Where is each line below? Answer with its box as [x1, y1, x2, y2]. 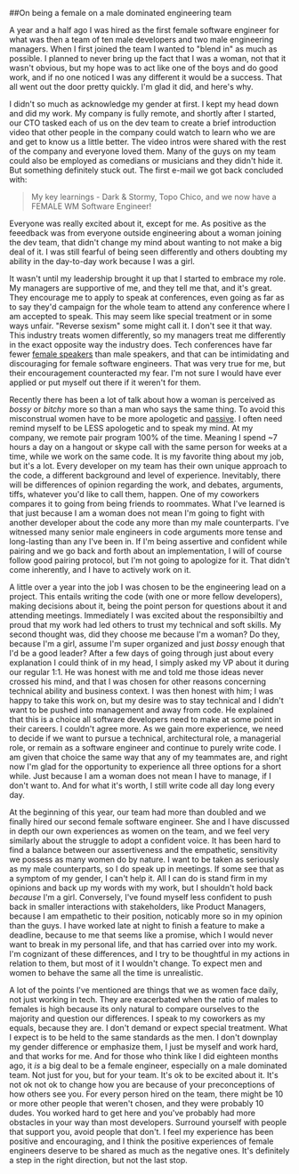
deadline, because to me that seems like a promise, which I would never [9, 929, 273, 940]
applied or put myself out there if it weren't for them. [9, 377, 202, 388]
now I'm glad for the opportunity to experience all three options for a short [9, 761, 282, 772]
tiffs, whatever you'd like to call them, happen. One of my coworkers [9, 489, 260, 499]
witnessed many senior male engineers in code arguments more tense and [9, 527, 283, 537]
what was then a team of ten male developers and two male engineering [9, 35, 274, 44]
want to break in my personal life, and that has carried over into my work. [9, 939, 278, 950]
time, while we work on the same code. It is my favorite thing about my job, [9, 451, 285, 462]
